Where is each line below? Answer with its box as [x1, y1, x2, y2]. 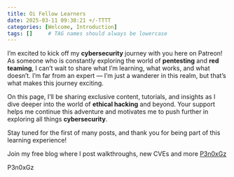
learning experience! [7, 136, 67, 145]
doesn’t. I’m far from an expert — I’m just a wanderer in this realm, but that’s [7, 72, 226, 80]
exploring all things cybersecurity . [7, 115, 108, 124]
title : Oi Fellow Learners [7, 10, 86, 18]
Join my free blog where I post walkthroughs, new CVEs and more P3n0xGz [7, 150, 227, 158]
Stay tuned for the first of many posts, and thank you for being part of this [7, 129, 221, 137]
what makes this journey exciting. [7, 79, 104, 88]
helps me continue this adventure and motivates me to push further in [7, 107, 209, 116]
